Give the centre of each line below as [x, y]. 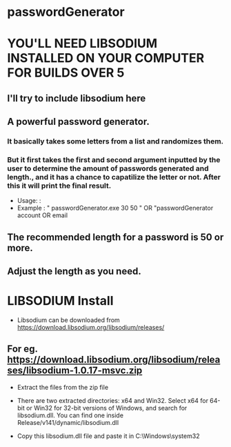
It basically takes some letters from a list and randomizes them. [115, 141]
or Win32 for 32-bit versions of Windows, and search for [107, 408]
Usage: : [29, 201]
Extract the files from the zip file [63, 387]
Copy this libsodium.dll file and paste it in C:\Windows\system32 [108, 436]
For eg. [22, 349]
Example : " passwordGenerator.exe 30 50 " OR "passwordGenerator [115, 208]
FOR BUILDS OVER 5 [66, 73]
